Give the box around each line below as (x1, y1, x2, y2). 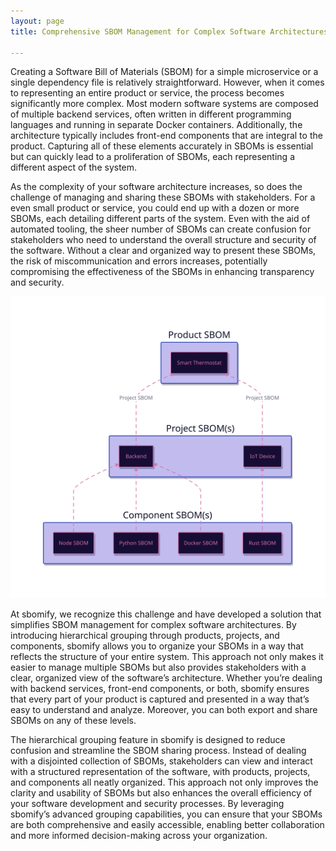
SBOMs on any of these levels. (10, 714, 137, 726)
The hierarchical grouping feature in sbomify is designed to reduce (10, 733, 286, 745)
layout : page (10, 16, 65, 26)
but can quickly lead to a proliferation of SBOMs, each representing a (10, 151, 295, 163)
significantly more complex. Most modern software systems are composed (10, 98, 319, 110)
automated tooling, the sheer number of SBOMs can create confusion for (10, 223, 312, 235)
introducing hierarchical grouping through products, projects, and (10, 629, 280, 641)
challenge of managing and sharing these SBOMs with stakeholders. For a (10, 191, 316, 204)
